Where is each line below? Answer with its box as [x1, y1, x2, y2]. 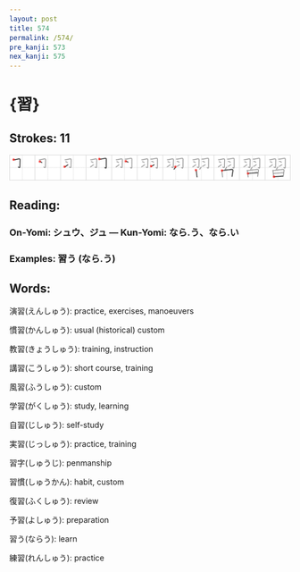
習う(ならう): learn [9, 533, 78, 544]
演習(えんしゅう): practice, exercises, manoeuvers [9, 305, 195, 316]
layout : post [9, 14, 58, 23]
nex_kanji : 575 [9, 52, 66, 62]
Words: [9, 281, 51, 296]
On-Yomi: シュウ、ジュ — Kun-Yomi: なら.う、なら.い [9, 226, 239, 239]
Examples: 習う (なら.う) [9, 253, 116, 265]
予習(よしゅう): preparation [9, 514, 110, 525]
